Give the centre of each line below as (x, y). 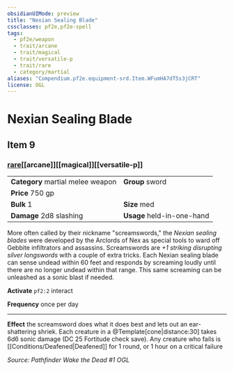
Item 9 (21, 144)
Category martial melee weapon (64, 182)
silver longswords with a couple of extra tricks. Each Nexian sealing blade (113, 255)
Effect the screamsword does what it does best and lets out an (97, 324)
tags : (15, 33)
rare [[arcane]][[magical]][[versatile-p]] (75, 164)
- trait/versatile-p (43, 59)
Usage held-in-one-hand (166, 216)
